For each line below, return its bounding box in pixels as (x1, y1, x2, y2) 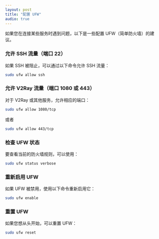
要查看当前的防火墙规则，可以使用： (5, 151, 79, 157)
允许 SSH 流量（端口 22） (5, 50, 66, 57)
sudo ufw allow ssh (5, 72, 45, 77)
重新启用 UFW (5, 173, 38, 180)
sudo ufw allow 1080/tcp (5, 107, 56, 112)
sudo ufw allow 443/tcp (5, 126, 54, 131)
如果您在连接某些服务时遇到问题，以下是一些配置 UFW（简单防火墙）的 (5, 31, 150, 37)
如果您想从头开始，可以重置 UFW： (5, 220, 77, 226)
